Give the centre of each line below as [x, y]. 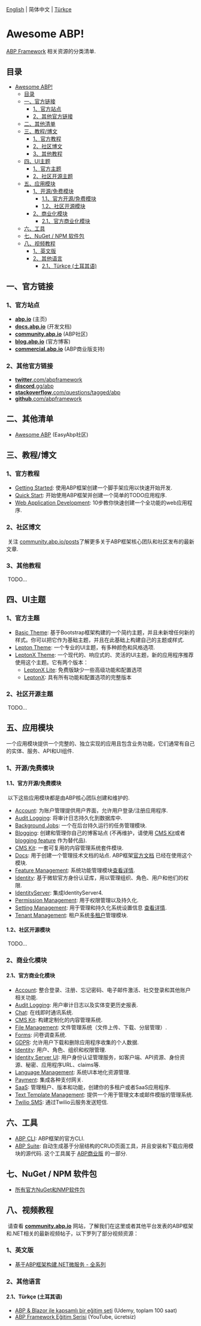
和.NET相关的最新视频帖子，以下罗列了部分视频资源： [73, 1233]
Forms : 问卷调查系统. [41, 1035]
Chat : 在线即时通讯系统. [44, 1012]
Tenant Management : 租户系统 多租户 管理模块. [71, 915]
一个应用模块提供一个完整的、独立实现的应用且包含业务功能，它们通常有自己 [100, 743]
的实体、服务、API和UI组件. [40, 751]
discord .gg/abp [34, 386]
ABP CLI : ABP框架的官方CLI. [50, 1138]
